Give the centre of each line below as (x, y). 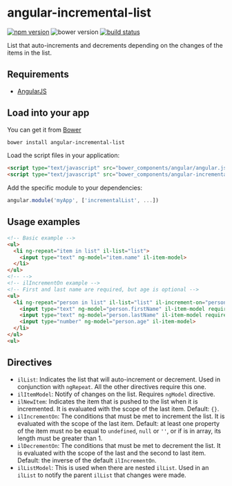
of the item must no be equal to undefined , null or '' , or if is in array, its (119, 431)
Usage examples (44, 222)
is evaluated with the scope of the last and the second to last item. (111, 453)
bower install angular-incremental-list (66, 142)
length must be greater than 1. (60, 438)
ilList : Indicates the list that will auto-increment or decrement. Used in (119, 379)
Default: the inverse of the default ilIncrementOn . (87, 460)
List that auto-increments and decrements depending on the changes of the (115, 45)
